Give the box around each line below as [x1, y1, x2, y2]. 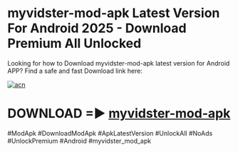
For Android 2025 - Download [7, 20, 187, 36]
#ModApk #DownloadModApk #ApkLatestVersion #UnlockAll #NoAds [7, 128, 213, 137]
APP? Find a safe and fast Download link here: [7, 66, 143, 75]
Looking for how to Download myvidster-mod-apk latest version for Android [7, 59, 230, 67]
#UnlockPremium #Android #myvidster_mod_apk [7, 136, 152, 145]
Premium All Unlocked [7, 36, 142, 51]
